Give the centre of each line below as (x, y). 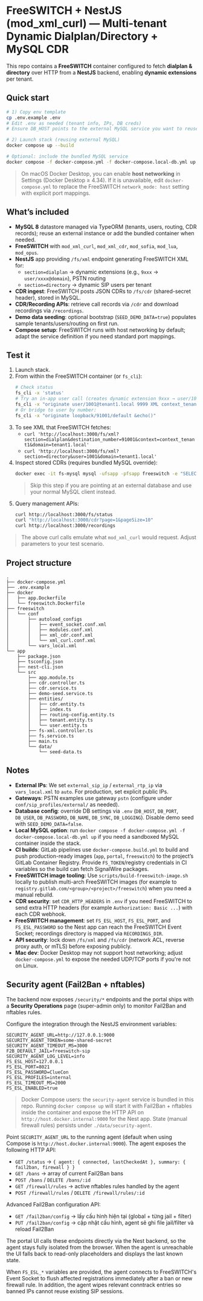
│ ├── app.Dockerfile (36, 598)
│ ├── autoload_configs (44, 619)
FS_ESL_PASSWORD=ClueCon (37, 1072)
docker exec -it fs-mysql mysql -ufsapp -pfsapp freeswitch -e (96, 474)
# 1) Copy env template (36, 112)
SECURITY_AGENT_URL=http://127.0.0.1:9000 (60, 1035)
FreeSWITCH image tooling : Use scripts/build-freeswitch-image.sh (101, 875)
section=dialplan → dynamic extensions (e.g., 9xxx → (91, 272)
